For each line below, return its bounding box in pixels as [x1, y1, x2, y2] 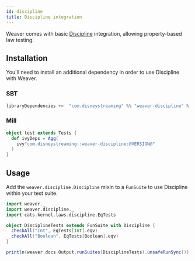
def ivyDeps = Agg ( [11, 135, 59, 141]
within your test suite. [6, 190, 58, 197]
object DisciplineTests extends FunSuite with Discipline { [6, 222, 156, 228]
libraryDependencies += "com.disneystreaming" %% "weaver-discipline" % [6, 103, 190, 109]
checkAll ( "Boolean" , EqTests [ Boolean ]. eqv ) [11, 233, 119, 239]
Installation [6, 53, 48, 63]
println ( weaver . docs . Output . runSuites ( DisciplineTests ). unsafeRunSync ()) [6, 249, 190, 255]
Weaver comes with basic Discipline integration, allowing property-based [6, 30, 182, 37]
